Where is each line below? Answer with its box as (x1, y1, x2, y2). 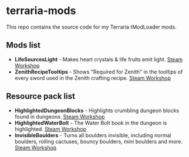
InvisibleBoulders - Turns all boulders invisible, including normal (14, 131, 171, 138)
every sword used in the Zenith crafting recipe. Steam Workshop (14, 74, 171, 81)
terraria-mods (6, 4, 76, 18)
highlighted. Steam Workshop (14, 125, 87, 132)
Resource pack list (6, 92, 75, 102)
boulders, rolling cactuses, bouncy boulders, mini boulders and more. (14, 138, 183, 145)
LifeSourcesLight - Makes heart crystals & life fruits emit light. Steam (14, 55, 183, 62)
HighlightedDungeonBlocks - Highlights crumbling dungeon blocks (14, 107, 180, 114)
